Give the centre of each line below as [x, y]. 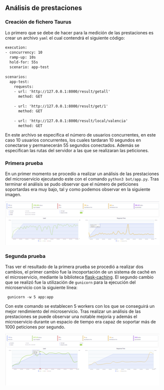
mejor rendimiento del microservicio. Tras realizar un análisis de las [73, 311]
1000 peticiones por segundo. [35, 327]
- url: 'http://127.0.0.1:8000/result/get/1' [61, 106]
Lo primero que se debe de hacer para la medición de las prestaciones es [79, 33]
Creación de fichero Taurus [38, 22]
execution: [16, 47]
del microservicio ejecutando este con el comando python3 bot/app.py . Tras [82, 179]
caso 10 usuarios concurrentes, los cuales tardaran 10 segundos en [73, 140]
